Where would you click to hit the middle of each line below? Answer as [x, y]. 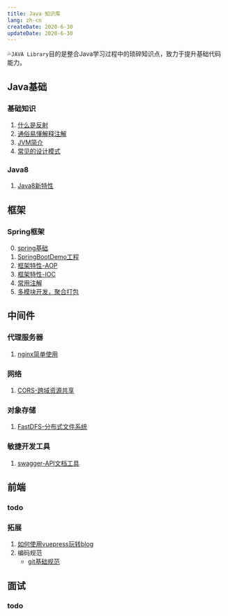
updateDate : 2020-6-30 [40, 33]
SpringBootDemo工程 [48, 256]
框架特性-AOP [37, 265]
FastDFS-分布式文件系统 [52, 427]
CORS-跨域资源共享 [46, 390]
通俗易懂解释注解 [42, 133]
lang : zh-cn [24, 20]
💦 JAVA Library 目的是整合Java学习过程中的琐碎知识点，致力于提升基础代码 [114, 54]
